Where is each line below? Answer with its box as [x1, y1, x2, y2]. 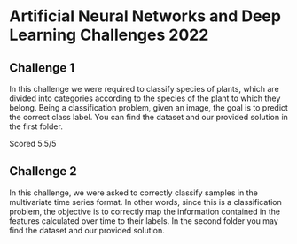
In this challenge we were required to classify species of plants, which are [9, 84, 279, 94]
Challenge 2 [9, 164, 77, 179]
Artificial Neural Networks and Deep [9, 6, 282, 27]
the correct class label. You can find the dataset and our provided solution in [9, 112, 288, 122]
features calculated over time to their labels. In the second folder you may [9, 215, 279, 226]
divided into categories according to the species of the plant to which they [9, 93, 281, 103]
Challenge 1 [9, 60, 75, 75]
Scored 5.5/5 [9, 139, 57, 149]
